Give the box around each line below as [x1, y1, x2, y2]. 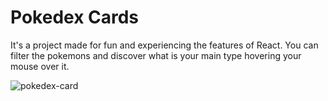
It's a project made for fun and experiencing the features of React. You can [10, 39, 319, 51]
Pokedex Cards [10, 6, 140, 29]
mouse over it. [10, 60, 70, 72]
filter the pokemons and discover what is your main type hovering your [10, 49, 302, 61]
